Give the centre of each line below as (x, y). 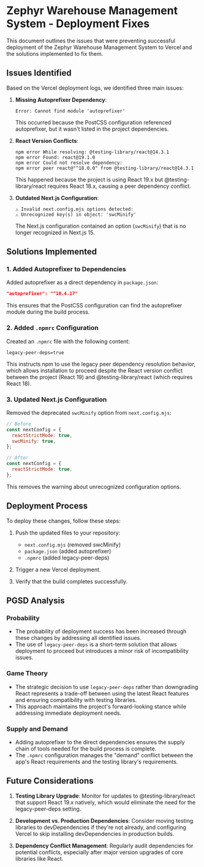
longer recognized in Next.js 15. (55, 232)
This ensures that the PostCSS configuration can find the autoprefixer (94, 306)
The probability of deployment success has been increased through (101, 631)
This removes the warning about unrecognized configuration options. (94, 487)
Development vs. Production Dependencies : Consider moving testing (104, 820)
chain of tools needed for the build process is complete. (86, 749)
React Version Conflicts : (47, 141)
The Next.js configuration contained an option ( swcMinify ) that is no (100, 226)
